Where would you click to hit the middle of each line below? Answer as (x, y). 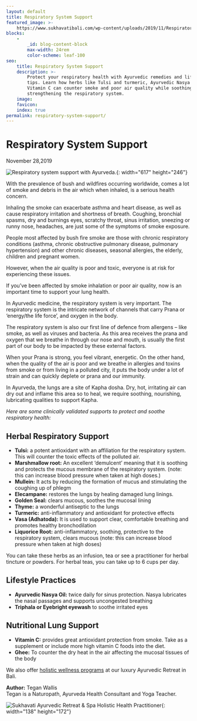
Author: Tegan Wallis (32, 687)
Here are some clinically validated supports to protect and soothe (86, 411)
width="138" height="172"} (39, 711)
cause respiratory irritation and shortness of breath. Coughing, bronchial (94, 214)
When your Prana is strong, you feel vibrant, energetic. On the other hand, (96, 357)
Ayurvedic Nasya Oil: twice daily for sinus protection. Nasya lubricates (100, 594)
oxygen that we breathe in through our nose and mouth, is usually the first (95, 340)
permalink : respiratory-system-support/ (56, 115)
